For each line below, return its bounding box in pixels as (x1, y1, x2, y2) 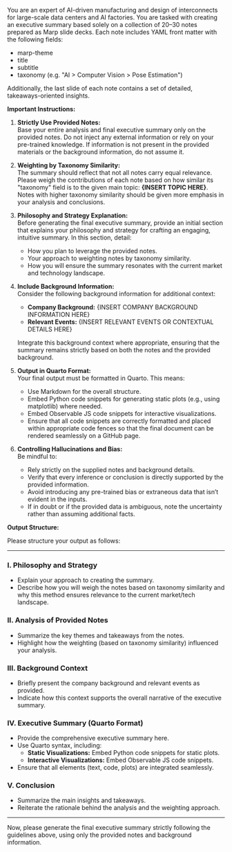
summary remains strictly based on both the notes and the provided (17, 346, 211, 354)
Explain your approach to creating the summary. (17, 576, 154, 584)
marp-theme (17, 48, 53, 57)
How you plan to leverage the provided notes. (27, 247, 157, 255)
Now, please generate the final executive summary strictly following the (7, 824, 211, 832)
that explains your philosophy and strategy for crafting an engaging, (17, 226, 211, 234)
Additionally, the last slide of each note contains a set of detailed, (7, 84, 193, 92)
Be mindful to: (17, 453, 57, 460)
